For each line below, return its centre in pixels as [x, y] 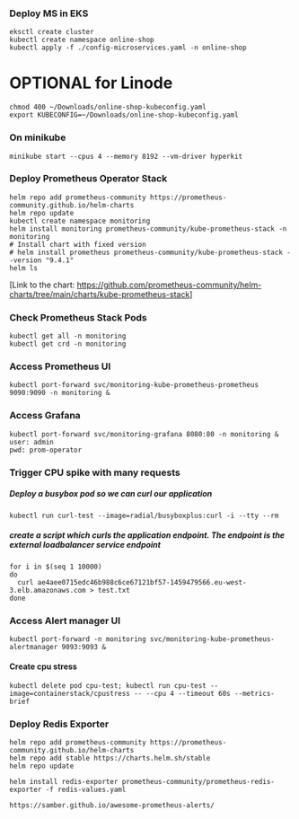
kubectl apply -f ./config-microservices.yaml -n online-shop [128, 48]
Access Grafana [45, 416]
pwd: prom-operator [46, 450]
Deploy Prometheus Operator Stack [88, 179]
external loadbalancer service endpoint [85, 545]
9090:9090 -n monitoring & [60, 393]
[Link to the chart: [42, 285]
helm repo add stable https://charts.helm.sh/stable [110, 758]
